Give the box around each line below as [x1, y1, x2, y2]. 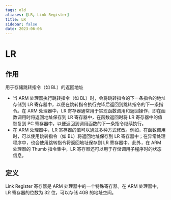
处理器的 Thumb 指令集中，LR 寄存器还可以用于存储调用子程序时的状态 [12, 146, 162, 152]
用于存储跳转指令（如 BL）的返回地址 [5, 84, 84, 91]
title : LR [5, 17, 26, 22]
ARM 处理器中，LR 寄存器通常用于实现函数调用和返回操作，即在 [27, 108, 161, 114]
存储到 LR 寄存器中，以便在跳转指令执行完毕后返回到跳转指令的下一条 [12, 101, 159, 107]
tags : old [5, 7, 26, 13]
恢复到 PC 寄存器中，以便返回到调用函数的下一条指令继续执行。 [12, 121, 147, 127]
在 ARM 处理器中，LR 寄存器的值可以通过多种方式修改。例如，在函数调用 [12, 127, 166, 133]
